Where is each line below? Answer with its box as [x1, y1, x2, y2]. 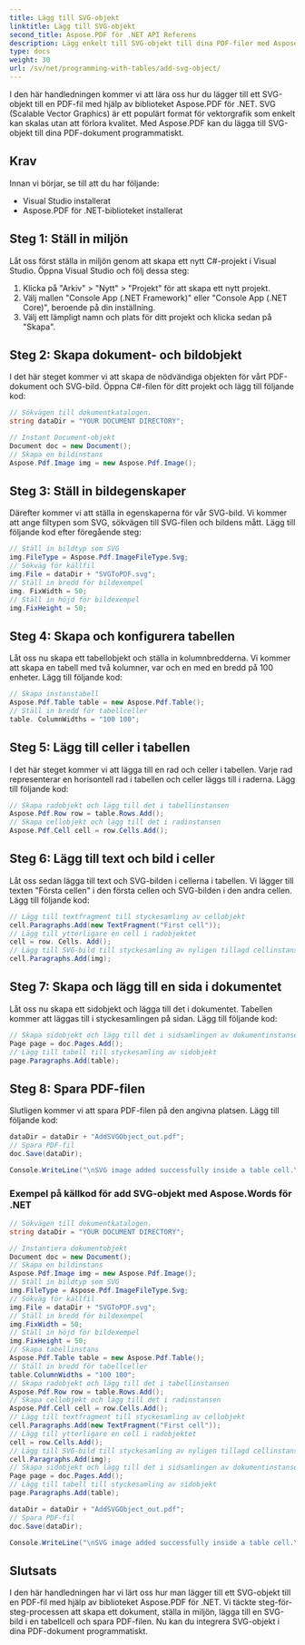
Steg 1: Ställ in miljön [9, 231, 129, 247]
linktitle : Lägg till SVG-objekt [9, 22, 136, 31]
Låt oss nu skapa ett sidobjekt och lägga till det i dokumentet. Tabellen [9, 1004, 273, 1014]
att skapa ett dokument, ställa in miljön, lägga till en [71, 1607, 262, 1618]
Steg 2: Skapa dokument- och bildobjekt [9, 347, 242, 363]
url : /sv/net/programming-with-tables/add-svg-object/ [9, 64, 221, 73]
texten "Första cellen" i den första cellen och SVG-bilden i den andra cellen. [9, 885, 292, 896]
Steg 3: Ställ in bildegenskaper [9, 483, 187, 499]
